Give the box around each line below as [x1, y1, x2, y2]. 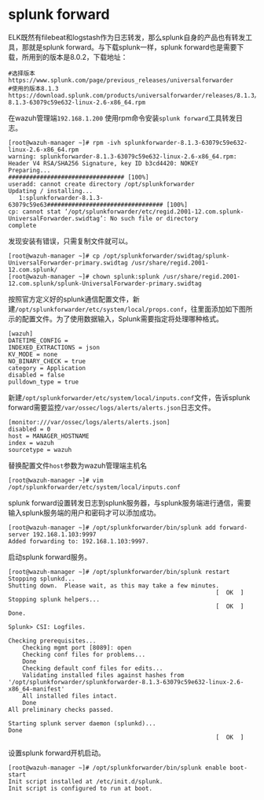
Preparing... [8, 166, 51, 174]
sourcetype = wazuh [8, 446, 72, 454]
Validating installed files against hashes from [22, 671, 185, 679]
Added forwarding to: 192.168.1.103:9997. [8, 537, 149, 545]
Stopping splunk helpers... [8, 595, 101, 603]
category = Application [8, 364, 86, 372]
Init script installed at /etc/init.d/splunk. [8, 777, 163, 785]
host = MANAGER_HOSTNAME [8, 431, 90, 440]
